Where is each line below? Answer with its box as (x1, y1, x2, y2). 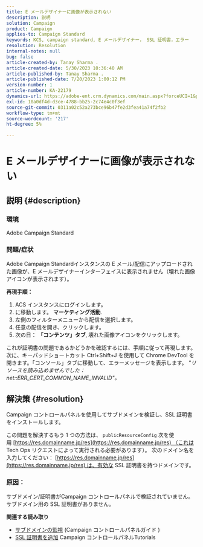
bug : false (6, 54, 34, 60)
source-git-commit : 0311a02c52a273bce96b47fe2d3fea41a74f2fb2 (6, 104, 166, 111)
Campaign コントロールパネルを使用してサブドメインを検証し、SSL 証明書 (6, 411, 193, 418)
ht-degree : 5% (6, 121, 42, 128)
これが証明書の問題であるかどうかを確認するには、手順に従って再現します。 (6, 344, 196, 351)
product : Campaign (6, 25, 53, 32)
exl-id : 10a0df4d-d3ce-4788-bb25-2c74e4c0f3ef (6, 99, 126, 105)
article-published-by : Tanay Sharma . (6, 71, 104, 77)
